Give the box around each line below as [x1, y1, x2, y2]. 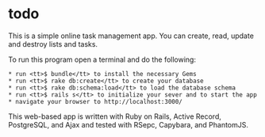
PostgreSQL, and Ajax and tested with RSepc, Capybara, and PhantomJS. [8, 120, 248, 129]
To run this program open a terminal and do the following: [8, 55, 197, 64]
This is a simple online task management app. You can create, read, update [8, 31, 254, 40]
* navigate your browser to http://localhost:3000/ [8, 97, 182, 105]
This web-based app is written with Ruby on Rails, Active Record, [8, 112, 222, 121]
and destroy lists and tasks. [8, 39, 98, 48]
